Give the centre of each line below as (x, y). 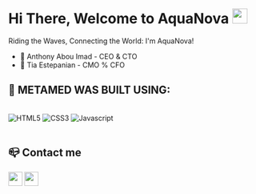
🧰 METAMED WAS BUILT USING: (89, 90)
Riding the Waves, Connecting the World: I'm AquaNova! (101, 41)
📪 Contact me (45, 153)
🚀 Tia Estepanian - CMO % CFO (72, 65)
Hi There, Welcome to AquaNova (119, 19)
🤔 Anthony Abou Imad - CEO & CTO (78, 56)
